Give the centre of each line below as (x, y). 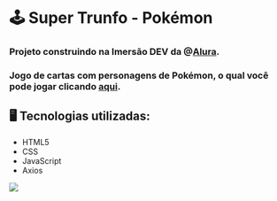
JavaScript (42, 160)
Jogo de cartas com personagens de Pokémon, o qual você (139, 75)
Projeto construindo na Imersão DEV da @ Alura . (114, 52)
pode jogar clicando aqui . (65, 87)
